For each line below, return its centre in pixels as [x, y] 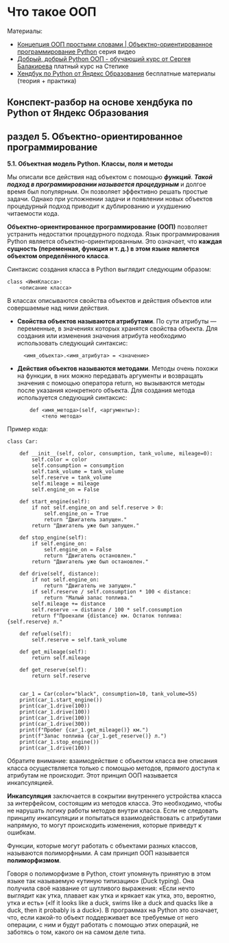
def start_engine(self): [55, 502]
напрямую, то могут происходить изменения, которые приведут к [105, 826]
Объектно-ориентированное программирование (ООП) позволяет [107, 227]
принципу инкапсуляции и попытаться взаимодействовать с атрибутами [114, 818]
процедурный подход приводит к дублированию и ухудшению [99, 206]
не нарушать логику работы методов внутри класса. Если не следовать [113, 810]
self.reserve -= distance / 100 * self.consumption [107, 610]
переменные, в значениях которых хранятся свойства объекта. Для [117, 329]
